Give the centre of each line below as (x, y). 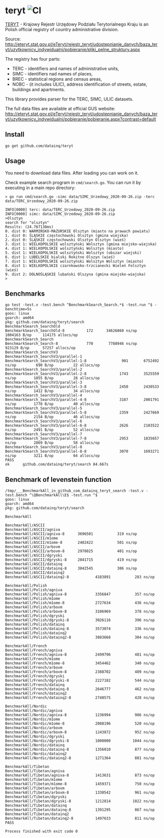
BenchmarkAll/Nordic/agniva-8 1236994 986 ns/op (80, 715)
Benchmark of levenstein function (58, 480)
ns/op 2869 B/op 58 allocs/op (52, 443)
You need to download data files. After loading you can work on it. (72, 173)
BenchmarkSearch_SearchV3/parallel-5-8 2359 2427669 (82, 413)
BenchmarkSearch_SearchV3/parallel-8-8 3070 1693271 (82, 452)
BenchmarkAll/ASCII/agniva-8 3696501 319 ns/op (71, 534)
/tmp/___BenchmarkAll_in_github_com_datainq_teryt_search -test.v (74, 491)
